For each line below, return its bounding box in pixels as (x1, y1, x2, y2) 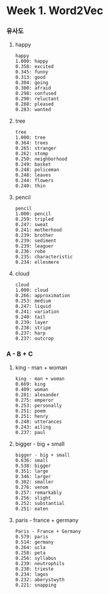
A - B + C (6, 350, 33, 358)
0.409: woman (15, 386, 49, 393)
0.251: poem (15, 407, 46, 414)
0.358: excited (15, 64, 54, 70)
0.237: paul (15, 429, 46, 436)
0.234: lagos (15, 571, 49, 577)
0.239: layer (15, 320, 49, 326)
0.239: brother (15, 233, 54, 239)
